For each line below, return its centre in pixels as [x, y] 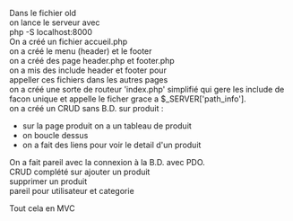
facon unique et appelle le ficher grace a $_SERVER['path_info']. [128, 99]
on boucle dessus [55, 135]
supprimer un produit [48, 181]
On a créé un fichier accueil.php [69, 41]
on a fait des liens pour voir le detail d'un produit [112, 145]
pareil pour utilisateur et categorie [72, 191]
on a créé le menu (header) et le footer [81, 51]
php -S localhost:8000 [51, 32]
